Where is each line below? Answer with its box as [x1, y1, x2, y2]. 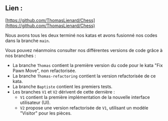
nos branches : [5, 52, 36, 58]
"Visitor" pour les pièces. [20, 110, 72, 116]
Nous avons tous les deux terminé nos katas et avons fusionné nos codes [5, 32, 157, 38]
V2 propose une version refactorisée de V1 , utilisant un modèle [20, 104, 149, 110]
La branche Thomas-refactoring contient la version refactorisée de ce [12, 72, 156, 79]
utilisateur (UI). [20, 99, 51, 105]
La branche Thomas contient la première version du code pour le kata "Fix [12, 62, 163, 68]
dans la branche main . [5, 37, 50, 43]
